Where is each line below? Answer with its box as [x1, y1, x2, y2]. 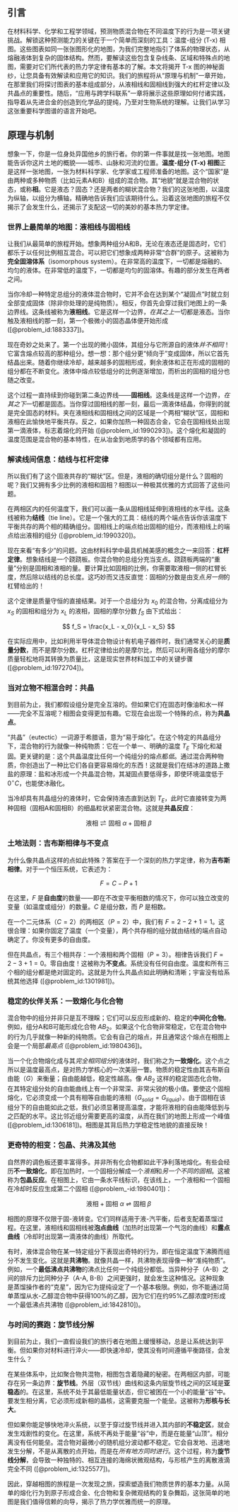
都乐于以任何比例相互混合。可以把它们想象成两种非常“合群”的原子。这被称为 [7, 248, 230, 256]
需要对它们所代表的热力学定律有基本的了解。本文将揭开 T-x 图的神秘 [19, 62, 219, 71]
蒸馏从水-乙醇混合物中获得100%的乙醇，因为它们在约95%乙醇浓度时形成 [13, 1291, 226, 1300]
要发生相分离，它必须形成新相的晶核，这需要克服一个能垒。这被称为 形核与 [7, 1396, 224, 1404]
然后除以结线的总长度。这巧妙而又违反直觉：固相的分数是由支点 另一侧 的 [19, 573, 230, 581]
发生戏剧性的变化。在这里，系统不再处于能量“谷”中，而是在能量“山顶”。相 [7, 1429, 222, 1438]
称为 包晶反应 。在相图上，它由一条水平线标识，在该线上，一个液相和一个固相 [7, 1175, 230, 1184]
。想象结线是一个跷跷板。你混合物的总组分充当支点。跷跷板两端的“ [20, 555, 215, 564]
